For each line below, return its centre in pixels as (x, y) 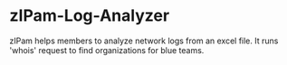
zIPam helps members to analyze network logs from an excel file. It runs (144, 41)
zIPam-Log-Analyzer (90, 16)
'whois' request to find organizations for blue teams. (107, 50)
